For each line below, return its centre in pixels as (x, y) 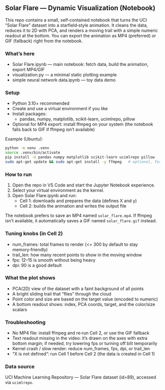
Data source (20, 367)
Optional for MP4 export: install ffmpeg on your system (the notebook (82, 124)
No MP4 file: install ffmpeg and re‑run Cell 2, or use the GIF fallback (81, 333)
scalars (20, 309)
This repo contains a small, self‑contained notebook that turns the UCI (76, 20)
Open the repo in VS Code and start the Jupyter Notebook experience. (84, 185)
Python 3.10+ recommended (41, 103)
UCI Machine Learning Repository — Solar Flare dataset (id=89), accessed (81, 377)
